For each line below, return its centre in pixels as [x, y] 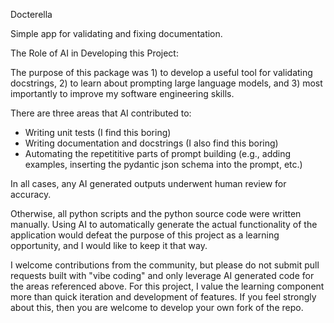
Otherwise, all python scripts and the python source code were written [156, 213]
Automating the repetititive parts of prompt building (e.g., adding [158, 153]
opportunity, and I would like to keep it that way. [109, 245]
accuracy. [31, 194]
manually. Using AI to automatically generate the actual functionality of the [164, 224]
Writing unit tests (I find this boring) [98, 132]
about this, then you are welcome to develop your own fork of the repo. [157, 307]
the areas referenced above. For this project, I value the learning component [167, 286]
